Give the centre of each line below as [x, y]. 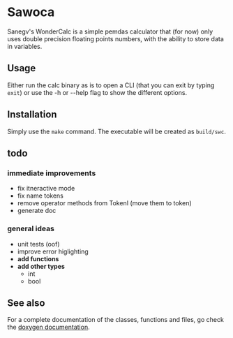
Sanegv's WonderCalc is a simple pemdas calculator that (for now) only [110, 31]
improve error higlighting [53, 251]
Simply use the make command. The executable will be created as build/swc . [117, 131]
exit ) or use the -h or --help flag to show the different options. [97, 92]
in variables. [25, 46]
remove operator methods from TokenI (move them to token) [104, 203]
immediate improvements [52, 173]
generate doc [37, 211]
